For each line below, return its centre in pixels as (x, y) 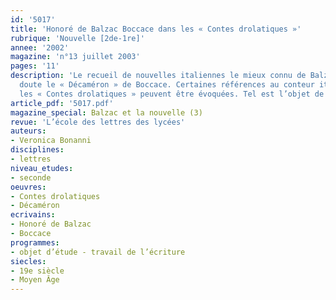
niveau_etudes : (42, 168)
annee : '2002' (40, 47)
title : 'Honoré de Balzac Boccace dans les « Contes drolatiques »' (156, 29)
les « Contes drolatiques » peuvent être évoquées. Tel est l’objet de (172, 94)
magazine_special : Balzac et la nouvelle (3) (106, 112)
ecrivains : (33, 215)
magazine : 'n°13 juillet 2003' (75, 57)
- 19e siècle (37, 271)
